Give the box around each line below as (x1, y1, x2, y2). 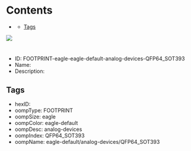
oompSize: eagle (14, 113, 56, 120)
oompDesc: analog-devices (14, 126, 83, 133)
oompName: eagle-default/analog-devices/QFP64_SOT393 (14, 138, 160, 145)
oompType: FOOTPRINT (14, 107, 73, 114)
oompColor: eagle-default (14, 119, 78, 126)
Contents (6, 4, 53, 17)
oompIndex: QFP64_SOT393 (14, 131, 85, 139)
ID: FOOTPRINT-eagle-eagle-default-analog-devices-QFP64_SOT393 (14, 55, 185, 62)
